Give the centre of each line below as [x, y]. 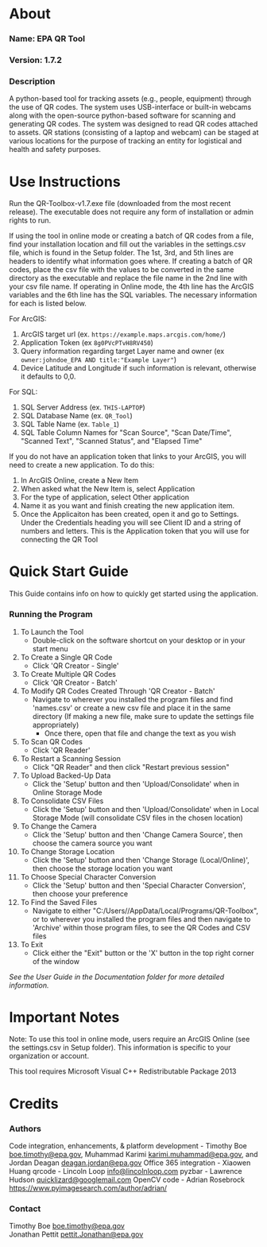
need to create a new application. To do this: [82, 465]
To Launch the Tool [52, 631]
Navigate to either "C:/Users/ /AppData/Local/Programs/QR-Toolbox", [145, 911]
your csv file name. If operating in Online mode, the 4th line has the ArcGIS [132, 286]
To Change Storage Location [67, 851]
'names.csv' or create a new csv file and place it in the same [132, 708]
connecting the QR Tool [59, 540]
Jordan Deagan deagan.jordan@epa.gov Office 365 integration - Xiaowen [130, 1163]
